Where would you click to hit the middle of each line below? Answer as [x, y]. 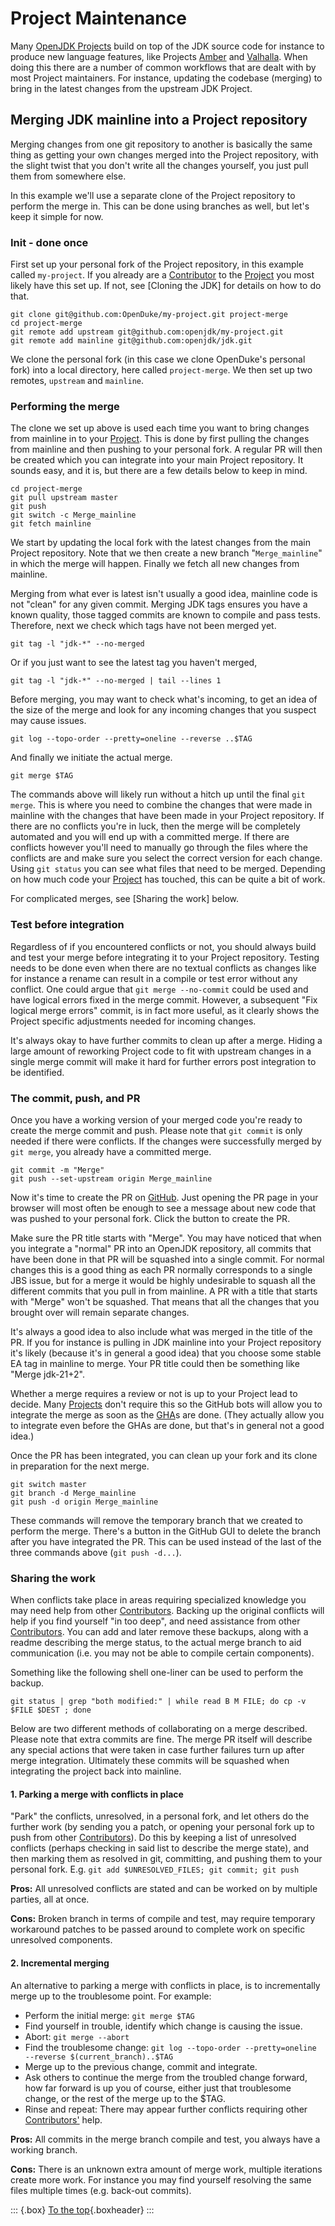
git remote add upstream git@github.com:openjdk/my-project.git [147, 332]
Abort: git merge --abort [77, 2036]
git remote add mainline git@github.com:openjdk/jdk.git [131, 341]
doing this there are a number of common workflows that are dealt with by [163, 67]
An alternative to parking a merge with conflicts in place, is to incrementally [165, 1985]
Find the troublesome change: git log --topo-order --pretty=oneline [170, 2047]
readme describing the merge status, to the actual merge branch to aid [156, 1643]
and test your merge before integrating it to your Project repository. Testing [165, 957]
